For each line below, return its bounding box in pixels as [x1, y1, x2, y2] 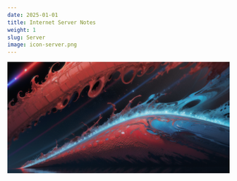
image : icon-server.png [7, 41, 78, 49]
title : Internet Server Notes [7, 18, 97, 26]
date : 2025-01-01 [7, 11, 59, 18]
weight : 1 [7, 26, 37, 33]
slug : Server [7, 34, 46, 41]
